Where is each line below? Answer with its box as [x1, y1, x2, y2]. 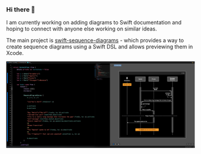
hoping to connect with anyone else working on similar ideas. [6, 25, 157, 32]
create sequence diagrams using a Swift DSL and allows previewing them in [6, 43, 193, 50]
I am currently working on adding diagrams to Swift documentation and [6, 19, 182, 26]
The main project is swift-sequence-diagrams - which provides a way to [6, 37, 184, 44]
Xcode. [6, 50, 24, 57]
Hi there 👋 [6, 5, 36, 14]
